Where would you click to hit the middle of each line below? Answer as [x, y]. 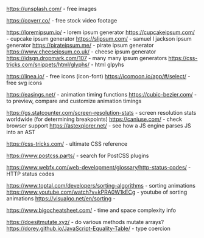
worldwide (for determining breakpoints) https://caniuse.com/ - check [94, 119]
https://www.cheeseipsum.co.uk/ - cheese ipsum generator [81, 52]
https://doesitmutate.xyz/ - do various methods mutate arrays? [85, 222]
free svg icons [24, 83]
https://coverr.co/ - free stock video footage [62, 20]
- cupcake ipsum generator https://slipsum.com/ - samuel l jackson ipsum [99, 39]
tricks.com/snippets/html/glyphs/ [48, 64]
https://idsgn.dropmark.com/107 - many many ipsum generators [87, 58]
